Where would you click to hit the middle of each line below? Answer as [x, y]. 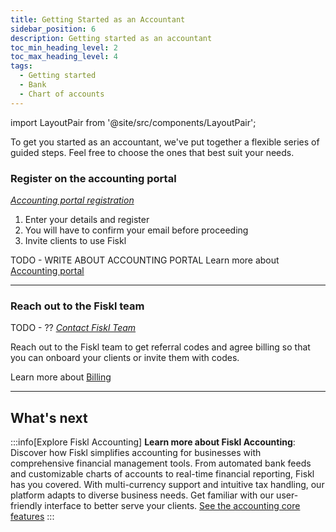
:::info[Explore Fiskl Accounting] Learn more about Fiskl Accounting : [153, 442]
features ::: [32, 517]
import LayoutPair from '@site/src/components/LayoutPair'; [133, 122]
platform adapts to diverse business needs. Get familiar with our [142, 495]
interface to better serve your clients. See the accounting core [172, 506]
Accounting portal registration [72, 200]
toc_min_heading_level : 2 [64, 47]
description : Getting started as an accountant [111, 38]
